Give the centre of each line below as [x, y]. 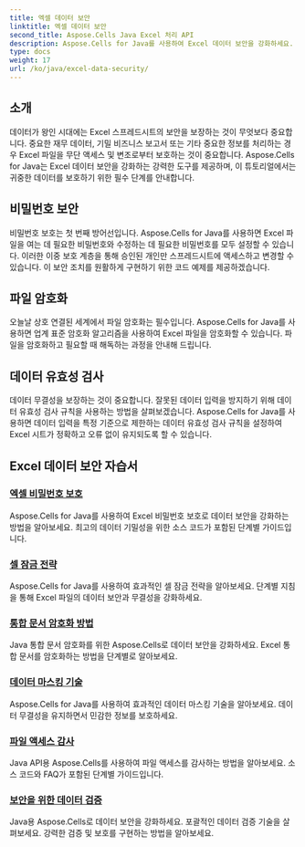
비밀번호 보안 [44, 209]
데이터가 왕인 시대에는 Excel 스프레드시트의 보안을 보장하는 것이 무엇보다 [139, 131]
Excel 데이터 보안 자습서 [74, 466]
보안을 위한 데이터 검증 [56, 800]
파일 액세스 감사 [42, 741]
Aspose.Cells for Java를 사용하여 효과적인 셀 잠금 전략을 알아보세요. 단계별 [144, 586]
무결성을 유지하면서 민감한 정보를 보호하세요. [98, 715]
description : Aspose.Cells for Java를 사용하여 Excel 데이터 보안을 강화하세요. [152, 43]
